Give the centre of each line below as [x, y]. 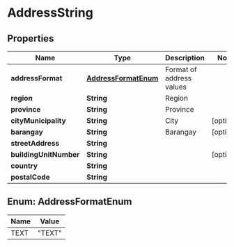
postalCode [30, 177]
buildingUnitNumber [45, 154]
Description [185, 58]
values [175, 87]
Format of [181, 69]
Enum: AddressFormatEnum [70, 202]
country [24, 166]
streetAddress [35, 143]
